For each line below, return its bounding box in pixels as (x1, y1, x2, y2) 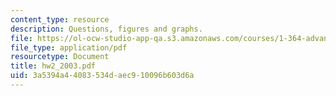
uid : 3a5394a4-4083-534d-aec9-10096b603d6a (10, 71, 195, 81)
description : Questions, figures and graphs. (10, 24, 203, 34)
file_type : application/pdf (10, 42, 128, 53)
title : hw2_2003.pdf (10, 61, 97, 71)
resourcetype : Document (10, 52, 110, 62)
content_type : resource (10, 14, 110, 25)
